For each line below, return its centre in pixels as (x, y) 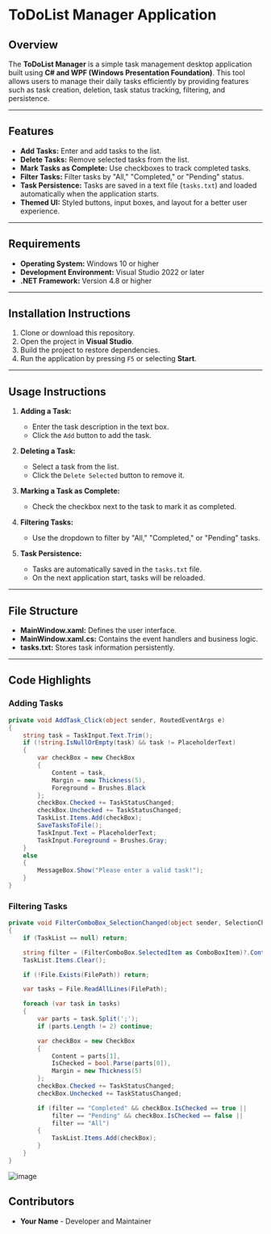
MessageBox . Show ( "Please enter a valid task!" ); (121, 870)
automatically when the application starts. (90, 194)
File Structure (43, 611)
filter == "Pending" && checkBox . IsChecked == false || (147, 1116)
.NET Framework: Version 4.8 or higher (85, 280)
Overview (33, 45)
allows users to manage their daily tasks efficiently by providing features (129, 81)
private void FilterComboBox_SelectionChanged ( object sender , (115, 923)
